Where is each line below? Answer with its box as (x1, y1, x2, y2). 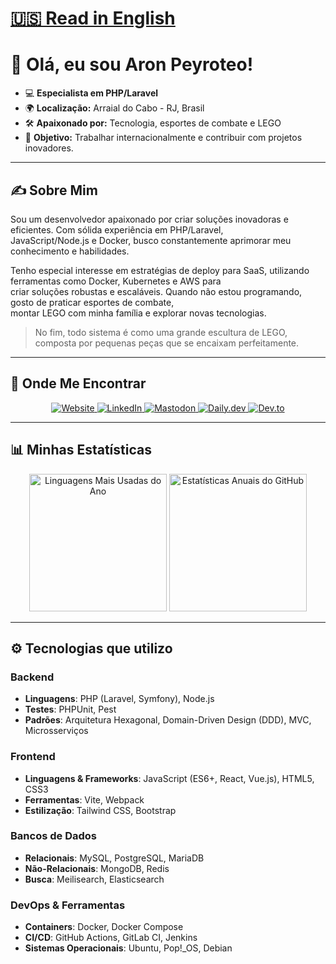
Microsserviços (24, 725, 89, 737)
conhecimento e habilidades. (10, 245, 130, 257)
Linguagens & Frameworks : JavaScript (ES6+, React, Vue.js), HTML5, (24, 772, 315, 784)
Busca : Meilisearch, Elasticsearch (24, 873, 165, 885)
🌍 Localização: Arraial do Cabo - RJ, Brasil (24, 102, 205, 114)
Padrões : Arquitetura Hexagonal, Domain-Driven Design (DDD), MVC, (24, 714, 312, 726)
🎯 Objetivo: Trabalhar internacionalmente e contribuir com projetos (24, 132, 303, 144)
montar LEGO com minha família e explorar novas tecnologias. (10, 307, 267, 319)
